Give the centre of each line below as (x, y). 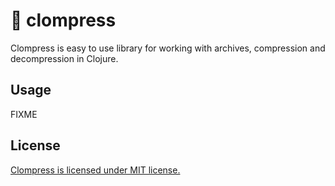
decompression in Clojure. (64, 58)
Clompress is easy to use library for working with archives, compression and (168, 48)
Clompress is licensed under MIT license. (95, 170)
